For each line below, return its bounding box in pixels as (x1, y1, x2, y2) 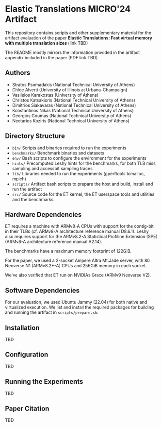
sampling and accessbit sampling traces (12, 165, 93, 171)
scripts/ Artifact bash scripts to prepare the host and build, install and (12, 181, 153, 187)
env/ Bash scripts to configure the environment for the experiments (12, 155, 146, 161)
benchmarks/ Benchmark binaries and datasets (12, 150, 104, 156)
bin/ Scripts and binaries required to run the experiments (12, 145, 127, 151)
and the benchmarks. (12, 196, 55, 202)
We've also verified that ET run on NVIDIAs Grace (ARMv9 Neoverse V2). (5, 272, 151, 278)
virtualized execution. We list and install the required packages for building (5, 305, 154, 310)
